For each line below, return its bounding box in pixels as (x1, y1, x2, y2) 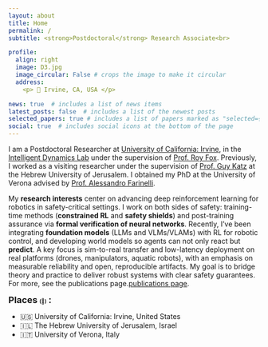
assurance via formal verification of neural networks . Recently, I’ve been (8, 219, 251, 229)
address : (15, 78, 45, 86)
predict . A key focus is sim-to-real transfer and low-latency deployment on (8, 245, 255, 254)
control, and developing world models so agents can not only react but (8, 237, 241, 245)
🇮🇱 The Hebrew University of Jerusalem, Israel (19, 321, 178, 330)
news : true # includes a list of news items (8, 100, 162, 108)
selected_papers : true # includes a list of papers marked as (8, 115, 219, 123)
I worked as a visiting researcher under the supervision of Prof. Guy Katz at (8, 162, 255, 170)
